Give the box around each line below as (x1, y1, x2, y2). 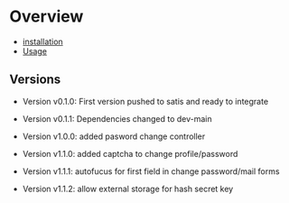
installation (22, 36, 63, 47)
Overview (9, 6, 84, 27)
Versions (9, 72, 61, 88)
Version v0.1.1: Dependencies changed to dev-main (22, 113, 212, 124)
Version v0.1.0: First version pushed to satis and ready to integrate (22, 96, 269, 106)
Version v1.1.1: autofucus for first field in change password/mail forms (22, 165, 280, 177)
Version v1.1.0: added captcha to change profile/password (22, 148, 238, 159)
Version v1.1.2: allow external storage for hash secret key (22, 183, 234, 194)
